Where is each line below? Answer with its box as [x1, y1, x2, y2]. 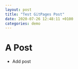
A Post [5, 42, 33, 53]
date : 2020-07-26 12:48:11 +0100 [5, 16, 74, 21]
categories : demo [5, 21, 41, 26]
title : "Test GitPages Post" [5, 12, 65, 17]
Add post [12, 59, 31, 65]
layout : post [5, 7, 32, 12]
